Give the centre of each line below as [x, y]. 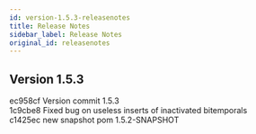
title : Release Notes [50, 26]
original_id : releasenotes [60, 43]
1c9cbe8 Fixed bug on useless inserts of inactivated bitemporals [128, 111]
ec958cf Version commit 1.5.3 [64, 101]
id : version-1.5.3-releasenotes [70, 18]
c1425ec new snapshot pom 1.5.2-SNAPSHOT [94, 120]
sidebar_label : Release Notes [66, 34]
